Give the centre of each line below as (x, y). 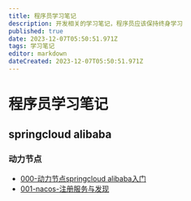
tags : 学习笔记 (32, 46)
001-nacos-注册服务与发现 (65, 189)
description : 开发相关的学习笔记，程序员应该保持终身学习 (95, 24)
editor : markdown (38, 54)
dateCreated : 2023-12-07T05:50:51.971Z (76, 62)
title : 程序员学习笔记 (43, 16)
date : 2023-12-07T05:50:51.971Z (63, 39)
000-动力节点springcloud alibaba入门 (83, 178)
